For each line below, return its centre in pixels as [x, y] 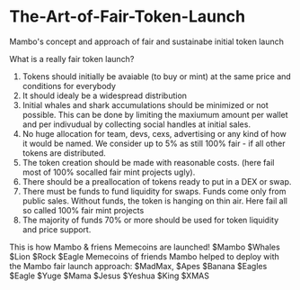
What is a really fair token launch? [72, 59]
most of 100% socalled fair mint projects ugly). [109, 172]
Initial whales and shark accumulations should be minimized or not [145, 104]
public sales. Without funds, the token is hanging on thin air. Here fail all [155, 201]
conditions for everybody [69, 86]
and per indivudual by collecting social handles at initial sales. [137, 124]
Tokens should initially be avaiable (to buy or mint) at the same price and [157, 76]
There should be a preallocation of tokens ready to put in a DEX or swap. [157, 181]
